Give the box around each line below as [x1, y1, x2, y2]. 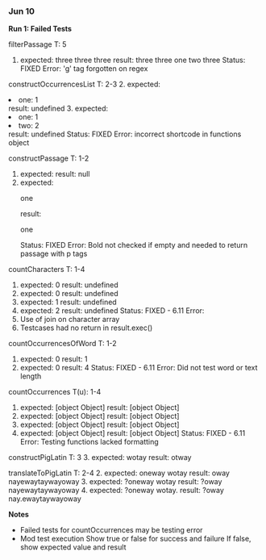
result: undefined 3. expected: [8, 103, 109, 114]
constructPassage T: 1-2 [8, 153, 89, 163]
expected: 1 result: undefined [19, 297, 117, 307]
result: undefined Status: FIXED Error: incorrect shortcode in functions [8, 129, 242, 139]
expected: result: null [19, 169, 90, 179]
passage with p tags [19, 249, 88, 259]
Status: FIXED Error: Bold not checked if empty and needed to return [19, 240, 248, 250]
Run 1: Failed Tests [8, 24, 73, 34]
